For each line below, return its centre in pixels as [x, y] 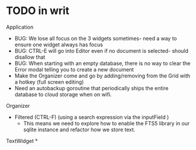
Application [20, 27]
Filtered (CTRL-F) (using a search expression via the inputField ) [92, 117]
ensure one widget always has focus [59, 45]
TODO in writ [38, 11]
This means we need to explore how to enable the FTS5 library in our [106, 123]
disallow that [30, 57]
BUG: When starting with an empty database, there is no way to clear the [102, 63]
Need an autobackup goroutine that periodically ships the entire [91, 88]
